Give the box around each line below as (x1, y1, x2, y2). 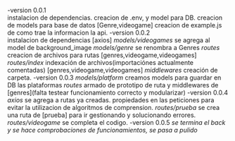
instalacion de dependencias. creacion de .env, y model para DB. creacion (7, 13, 223, 22)
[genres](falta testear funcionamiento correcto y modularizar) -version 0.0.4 (7, 88, 229, 97)
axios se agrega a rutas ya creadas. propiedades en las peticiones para (7, 96, 215, 104)
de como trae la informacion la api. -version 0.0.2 (7, 28, 151, 37)
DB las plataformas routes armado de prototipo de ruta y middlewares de (7, 81, 219, 89)
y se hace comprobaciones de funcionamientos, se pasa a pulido (7, 126, 198, 134)
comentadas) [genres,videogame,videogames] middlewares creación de (7, 66, 218, 74)
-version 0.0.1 (7, 6, 46, 14)
